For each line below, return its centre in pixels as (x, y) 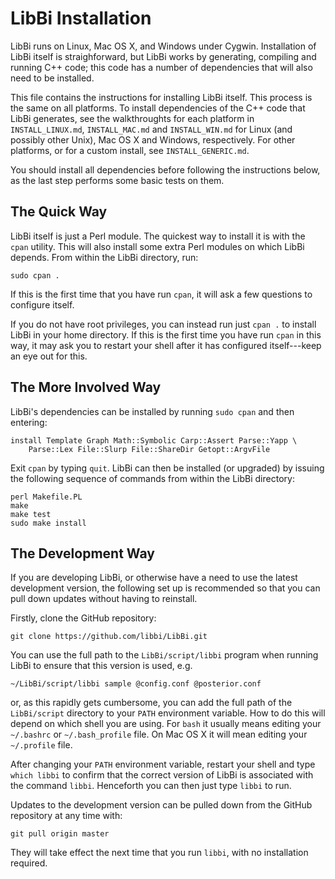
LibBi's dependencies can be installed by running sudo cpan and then (152, 411)
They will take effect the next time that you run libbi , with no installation (159, 853)
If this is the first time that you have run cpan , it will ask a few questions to (161, 294)
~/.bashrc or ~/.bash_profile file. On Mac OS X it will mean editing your (159, 734)
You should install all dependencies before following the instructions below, (165, 169)
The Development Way (82, 553)
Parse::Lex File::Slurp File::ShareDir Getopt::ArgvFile (149, 449)
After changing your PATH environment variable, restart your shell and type (163, 764)
